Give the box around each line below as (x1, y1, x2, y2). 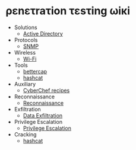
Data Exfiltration (23, 111, 63, 119)
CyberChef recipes (23, 87, 70, 94)
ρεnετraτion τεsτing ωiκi (5, 4, 131, 18)
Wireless (14, 49, 36, 56)
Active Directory (23, 30, 63, 37)
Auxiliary (14, 80, 36, 87)
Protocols (14, 36, 38, 43)
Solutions (14, 24, 37, 31)
